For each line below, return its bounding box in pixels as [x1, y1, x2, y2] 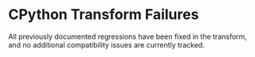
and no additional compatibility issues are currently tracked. [8, 40, 205, 49]
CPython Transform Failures [8, 6, 199, 24]
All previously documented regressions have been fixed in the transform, [8, 32, 247, 41]
